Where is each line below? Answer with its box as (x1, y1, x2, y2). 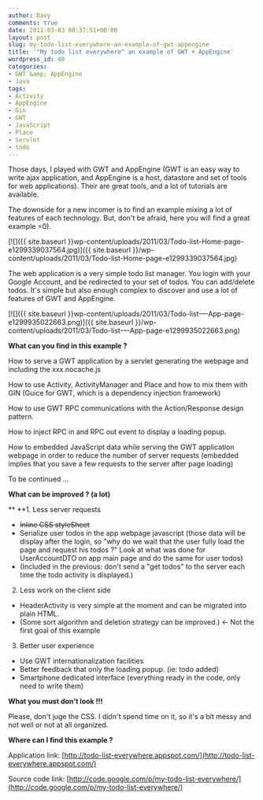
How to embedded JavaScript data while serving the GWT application (8, 442, 235, 452)
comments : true (8, 19, 58, 27)
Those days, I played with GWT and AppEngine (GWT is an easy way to (8, 164, 240, 174)
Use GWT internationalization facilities (19, 656, 144, 665)
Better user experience (19, 641, 94, 651)
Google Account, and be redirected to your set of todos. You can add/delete (8, 277, 255, 287)
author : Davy (8, 11, 51, 20)
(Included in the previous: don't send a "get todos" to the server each (19, 562, 246, 571)
